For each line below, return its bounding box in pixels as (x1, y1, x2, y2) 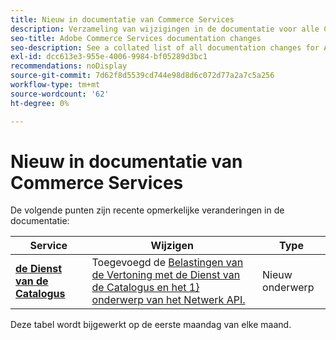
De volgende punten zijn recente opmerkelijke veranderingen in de (10, 204, 285, 216)
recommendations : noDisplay (10, 61, 128, 71)
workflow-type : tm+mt (10, 80, 101, 90)
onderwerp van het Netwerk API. (91, 293, 246, 307)
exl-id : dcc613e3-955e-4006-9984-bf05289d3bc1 (10, 52, 208, 62)
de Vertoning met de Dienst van (91, 268, 241, 282)
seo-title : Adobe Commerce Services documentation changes (10, 33, 262, 43)
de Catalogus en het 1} (91, 281, 200, 295)
